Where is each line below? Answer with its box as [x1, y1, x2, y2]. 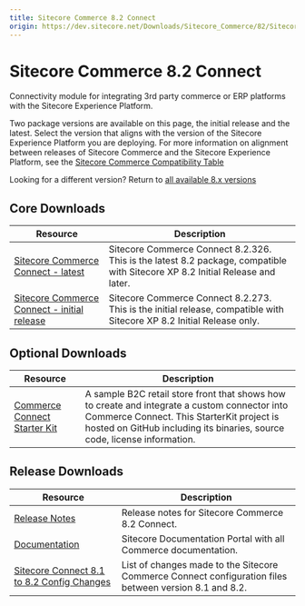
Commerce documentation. [121, 543, 239, 556]
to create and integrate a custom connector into [84, 399, 289, 412]
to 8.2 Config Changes [14, 575, 112, 588]
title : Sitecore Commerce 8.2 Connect [9, 13, 156, 23]
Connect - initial [14, 303, 84, 316]
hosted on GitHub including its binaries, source [84, 422, 285, 434]
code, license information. [84, 433, 196, 446]
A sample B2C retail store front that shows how [84, 388, 286, 401]
